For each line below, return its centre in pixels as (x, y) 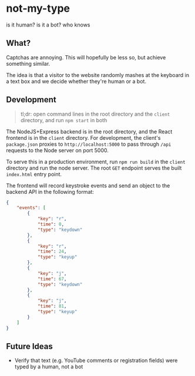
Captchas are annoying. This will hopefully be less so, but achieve (86, 57)
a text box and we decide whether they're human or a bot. (76, 81)
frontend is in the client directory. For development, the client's (83, 137)
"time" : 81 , (52, 306)
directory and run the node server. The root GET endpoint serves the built (94, 168)
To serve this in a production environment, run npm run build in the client (96, 162)
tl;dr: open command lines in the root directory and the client (95, 114)
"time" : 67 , (52, 279)
